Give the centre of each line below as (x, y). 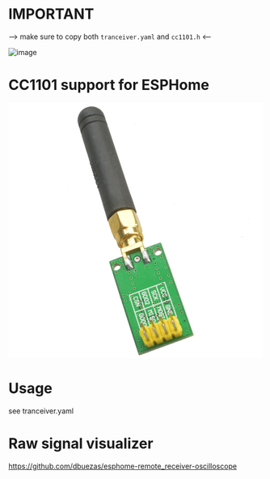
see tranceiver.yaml (41, 411)
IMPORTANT (51, 14)
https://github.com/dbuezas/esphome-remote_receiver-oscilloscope (122, 466)
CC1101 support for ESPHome (109, 85)
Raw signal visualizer (81, 443)
